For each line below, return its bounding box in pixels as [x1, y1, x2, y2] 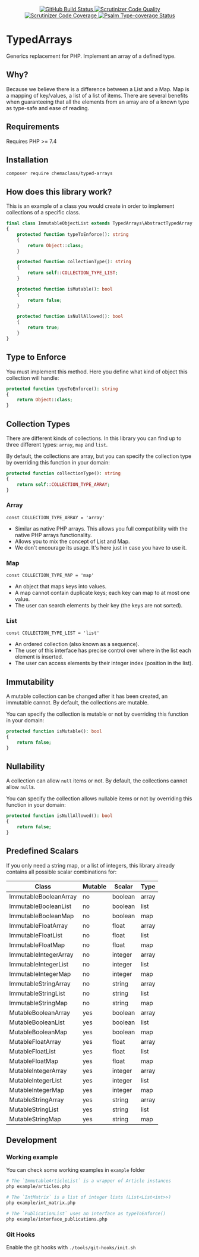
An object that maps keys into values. [14, 583, 107, 590]
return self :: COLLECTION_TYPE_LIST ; [27, 270, 118, 276]
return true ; [27, 325, 60, 330]
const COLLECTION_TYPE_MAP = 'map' [6, 572, 94, 579]
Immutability [6, 676, 55, 687]
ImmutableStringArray [9, 980, 71, 988]
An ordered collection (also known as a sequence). [14, 641, 140, 648]
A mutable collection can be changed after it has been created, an [6, 693, 168, 700]
